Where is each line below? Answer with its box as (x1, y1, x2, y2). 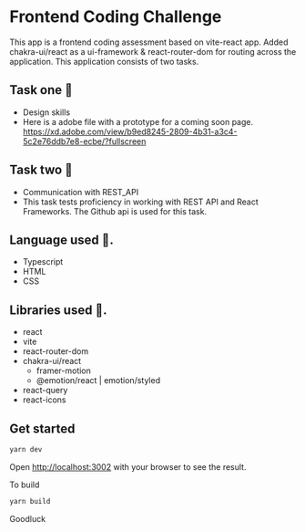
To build (9, 479, 40, 490)
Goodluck (9, 513, 46, 524)
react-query (22, 385, 68, 396)
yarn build (9, 496, 51, 506)
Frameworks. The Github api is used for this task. (22, 205, 208, 216)
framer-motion (36, 365, 91, 376)
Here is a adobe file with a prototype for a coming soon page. (22, 116, 254, 127)
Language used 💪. (9, 232, 114, 247)
